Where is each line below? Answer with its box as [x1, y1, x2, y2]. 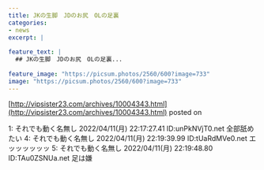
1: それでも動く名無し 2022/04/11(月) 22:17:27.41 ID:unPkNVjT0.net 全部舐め [8, 124, 255, 133]
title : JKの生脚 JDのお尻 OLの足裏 [8, 11, 119, 20]
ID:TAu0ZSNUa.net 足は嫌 [8, 153, 93, 162]
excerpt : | [8, 33, 44, 42]
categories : [8, 19, 47, 27]
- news [8, 26, 30, 34]
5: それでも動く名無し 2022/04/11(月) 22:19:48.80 [51, 143, 213, 153]
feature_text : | [8, 48, 62, 56]
